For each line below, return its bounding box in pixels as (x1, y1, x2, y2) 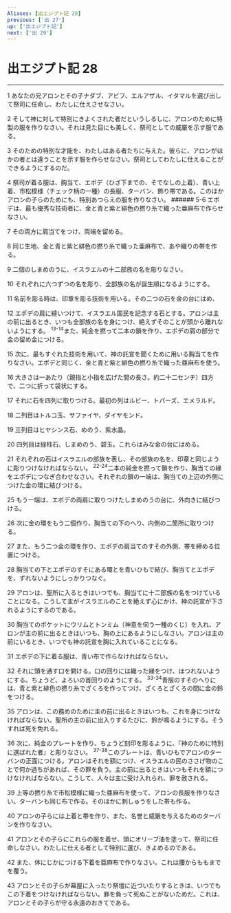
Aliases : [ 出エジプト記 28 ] (7, 10, 81, 17)
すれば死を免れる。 (7, 724, 62, 733)
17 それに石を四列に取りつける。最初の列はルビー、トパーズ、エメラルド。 (7, 396, 219, 405)
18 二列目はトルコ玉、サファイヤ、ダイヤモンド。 (7, 411, 146, 419)
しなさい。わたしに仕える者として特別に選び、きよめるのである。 (12, 844, 200, 852)
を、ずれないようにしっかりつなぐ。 (7, 574, 110, 582)
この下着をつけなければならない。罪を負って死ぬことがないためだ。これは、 (7, 890, 223, 898)
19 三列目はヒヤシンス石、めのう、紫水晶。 (7, 425, 130, 433)
